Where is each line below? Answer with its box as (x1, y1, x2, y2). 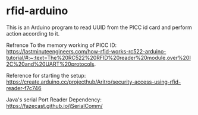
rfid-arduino (6, 4, 68, 18)
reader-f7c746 (6, 84, 42, 91)
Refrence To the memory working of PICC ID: (6, 41, 117, 49)
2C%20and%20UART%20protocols (6, 60, 95, 68)
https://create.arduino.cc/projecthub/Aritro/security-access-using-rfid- (6, 78, 181, 85)
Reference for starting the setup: (6, 72, 86, 79)
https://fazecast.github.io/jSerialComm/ (6, 102, 103, 109)
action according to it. (6, 30, 60, 37)
